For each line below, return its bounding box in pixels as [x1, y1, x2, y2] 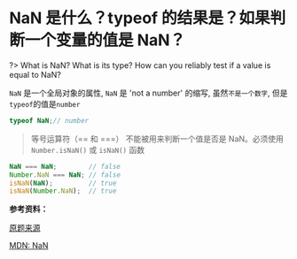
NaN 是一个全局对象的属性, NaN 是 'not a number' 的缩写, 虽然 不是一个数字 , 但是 [9, 88, 288, 98]
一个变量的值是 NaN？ [25, 30, 186, 50]
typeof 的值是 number [9, 98, 81, 109]
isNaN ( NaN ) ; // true [9, 179, 117, 187]
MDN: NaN [9, 240, 49, 251]
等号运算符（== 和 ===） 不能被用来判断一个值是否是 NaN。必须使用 [30, 133, 284, 144]
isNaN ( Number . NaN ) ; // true [9, 187, 117, 195]
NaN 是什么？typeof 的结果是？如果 [9, 8, 270, 28]
